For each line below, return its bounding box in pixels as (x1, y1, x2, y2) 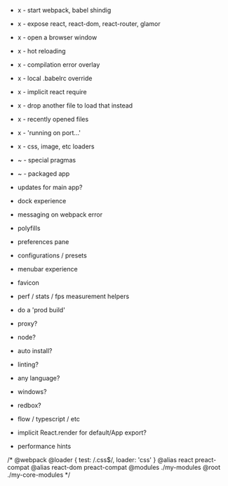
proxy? (17, 319, 38, 328)
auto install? (17, 347, 53, 354)
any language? (17, 374, 60, 382)
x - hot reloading (17, 47, 66, 55)
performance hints (17, 442, 72, 450)
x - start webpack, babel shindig (17, 6, 112, 14)
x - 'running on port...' (17, 129, 81, 136)
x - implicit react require (17, 88, 88, 96)
